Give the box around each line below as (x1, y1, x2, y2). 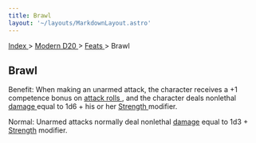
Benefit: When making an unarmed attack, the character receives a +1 (8, 85, 238, 95)
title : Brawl (8, 11, 52, 20)
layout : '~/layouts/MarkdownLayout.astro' (8, 19, 152, 27)
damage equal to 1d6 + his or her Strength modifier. (8, 102, 178, 111)
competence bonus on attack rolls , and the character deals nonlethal (8, 93, 237, 103)
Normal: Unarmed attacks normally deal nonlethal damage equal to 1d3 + (8, 117, 249, 127)
